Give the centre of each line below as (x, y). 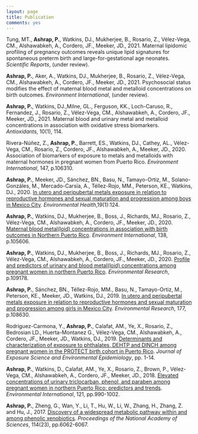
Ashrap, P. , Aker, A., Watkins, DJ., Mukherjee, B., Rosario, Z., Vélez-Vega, (96, 76)
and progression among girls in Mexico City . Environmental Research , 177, (96, 308)
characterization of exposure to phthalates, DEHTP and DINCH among (92, 345)
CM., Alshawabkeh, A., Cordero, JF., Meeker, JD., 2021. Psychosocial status (98, 82)
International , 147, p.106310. (40, 168)
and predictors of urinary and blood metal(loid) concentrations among (91, 266)
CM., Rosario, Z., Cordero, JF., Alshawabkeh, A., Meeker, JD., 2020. (104, 149)
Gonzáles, (18, 186)
